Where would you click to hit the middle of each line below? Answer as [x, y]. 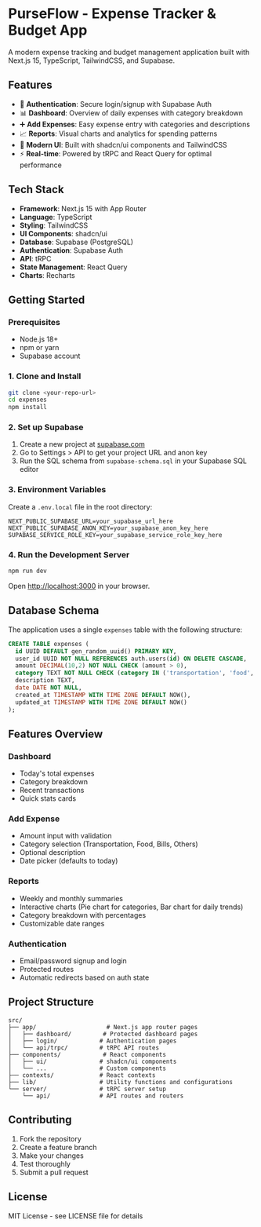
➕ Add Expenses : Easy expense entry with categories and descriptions [135, 124]
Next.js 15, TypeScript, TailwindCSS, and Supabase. [92, 60]
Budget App [48, 30]
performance [41, 165]
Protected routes [47, 970]
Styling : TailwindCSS [54, 225]
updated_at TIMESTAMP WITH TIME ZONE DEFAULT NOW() [101, 702]
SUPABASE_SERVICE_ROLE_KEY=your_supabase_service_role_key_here [115, 535]
